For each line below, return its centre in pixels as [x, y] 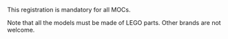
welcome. [21, 30]
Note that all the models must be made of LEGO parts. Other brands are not [114, 23]
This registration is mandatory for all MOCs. [69, 10]
